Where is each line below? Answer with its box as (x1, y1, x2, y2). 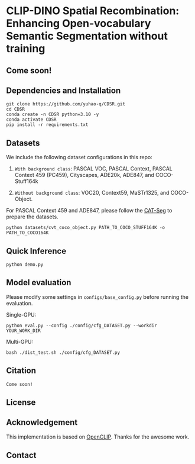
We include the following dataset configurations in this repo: (6, 154, 152, 161)
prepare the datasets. (6, 213, 58, 220)
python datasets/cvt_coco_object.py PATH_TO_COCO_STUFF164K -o (6, 225, 165, 231)
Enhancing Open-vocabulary (6, 17, 151, 30)
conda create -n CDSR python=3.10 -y (6, 111, 99, 118)
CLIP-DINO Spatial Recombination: (6, 4, 180, 18)
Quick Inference (6, 246, 67, 256)
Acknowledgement (6, 417, 78, 427)
